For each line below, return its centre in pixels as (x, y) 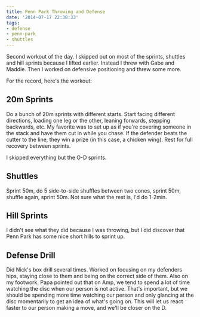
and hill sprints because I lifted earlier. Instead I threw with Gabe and (90, 63)
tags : (13, 23)
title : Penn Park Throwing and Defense (56, 12)
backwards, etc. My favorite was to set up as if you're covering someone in (99, 127)
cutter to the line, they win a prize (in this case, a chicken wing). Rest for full (99, 139)
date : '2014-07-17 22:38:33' (42, 17)
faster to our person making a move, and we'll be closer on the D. (87, 308)
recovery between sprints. (39, 146)
